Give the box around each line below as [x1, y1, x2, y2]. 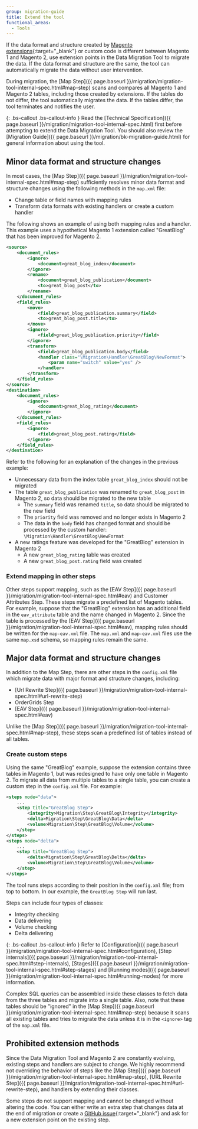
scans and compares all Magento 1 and [91, 84, 187, 92]
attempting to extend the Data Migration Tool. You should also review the [6, 127, 183, 134]
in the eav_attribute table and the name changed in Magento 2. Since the [6, 611, 186, 618]
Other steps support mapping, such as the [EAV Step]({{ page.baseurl [6, 585, 176, 593]
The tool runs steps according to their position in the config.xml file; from [6, 881, 184, 889]
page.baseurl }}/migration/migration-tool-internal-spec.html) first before [6, 121, 182, 128]
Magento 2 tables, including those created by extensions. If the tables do [6, 90, 184, 97]
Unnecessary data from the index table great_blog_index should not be [14, 476, 188, 483]
